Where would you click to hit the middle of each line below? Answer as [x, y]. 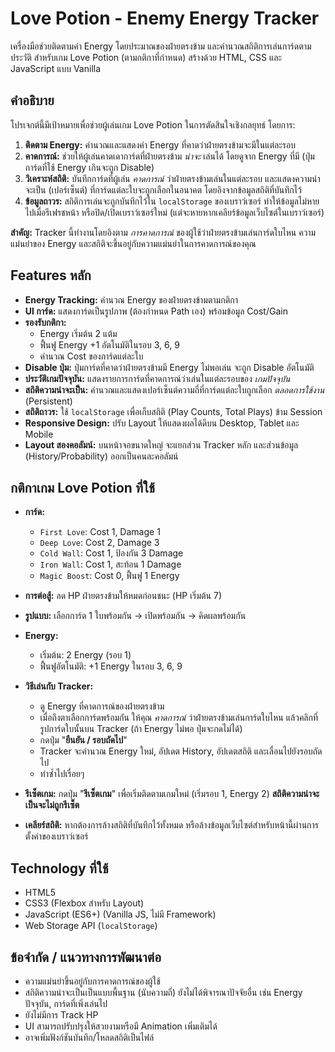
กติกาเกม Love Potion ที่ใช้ [82, 487]
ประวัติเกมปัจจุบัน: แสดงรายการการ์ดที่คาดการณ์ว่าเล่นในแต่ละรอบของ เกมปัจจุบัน [157, 378]
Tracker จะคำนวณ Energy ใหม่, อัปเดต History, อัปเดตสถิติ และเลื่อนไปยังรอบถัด [181, 751]
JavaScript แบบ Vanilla [56, 68]
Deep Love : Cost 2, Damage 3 [99, 543]
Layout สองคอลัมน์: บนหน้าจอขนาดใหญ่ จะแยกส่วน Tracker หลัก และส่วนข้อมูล [161, 444]
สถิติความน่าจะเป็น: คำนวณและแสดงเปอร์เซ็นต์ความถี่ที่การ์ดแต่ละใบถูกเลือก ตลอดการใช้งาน [174, 389]
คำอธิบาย [32, 100]
